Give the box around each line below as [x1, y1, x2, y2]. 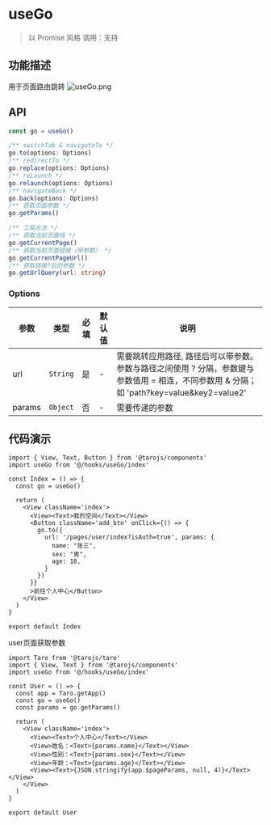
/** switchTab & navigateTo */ [8, 142, 114, 150]
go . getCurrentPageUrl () [8, 254, 89, 262]
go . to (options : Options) [8, 149, 92, 158]
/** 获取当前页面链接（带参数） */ [8, 246, 112, 255]
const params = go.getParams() [15, 704, 121, 712]
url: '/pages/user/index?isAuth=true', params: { [44, 533, 215, 542]
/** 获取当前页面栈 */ [8, 231, 77, 239]
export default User [8, 809, 78, 817]
